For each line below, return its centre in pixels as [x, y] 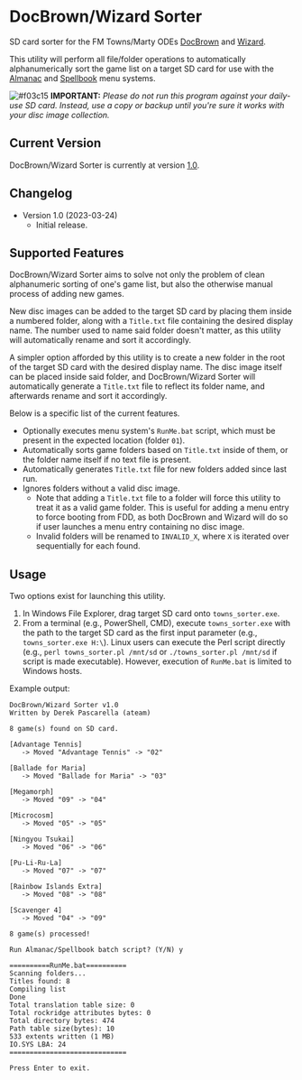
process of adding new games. [67, 294]
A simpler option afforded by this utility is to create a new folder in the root [147, 357]
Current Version [55, 143]
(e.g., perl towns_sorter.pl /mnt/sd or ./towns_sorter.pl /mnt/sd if [150, 652]
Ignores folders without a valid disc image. [101, 488]
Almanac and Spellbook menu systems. [82, 78]
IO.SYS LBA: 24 [38, 1045]
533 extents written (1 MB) [62, 1037]
